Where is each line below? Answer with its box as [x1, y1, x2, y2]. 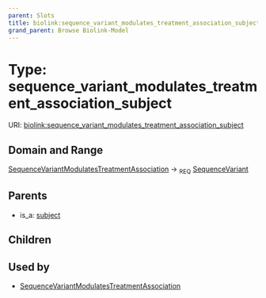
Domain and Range [8, 143, 104, 157]
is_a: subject [19, 210, 61, 220]
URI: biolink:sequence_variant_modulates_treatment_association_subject [8, 120, 244, 130]
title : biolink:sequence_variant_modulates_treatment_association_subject [8, 19, 260, 27]
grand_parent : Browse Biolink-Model [8, 26, 129, 34]
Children [8, 233, 51, 246]
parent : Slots [8, 11, 55, 20]
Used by [8, 260, 50, 273]
